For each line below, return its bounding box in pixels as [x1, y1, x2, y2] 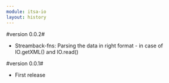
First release [14, 71, 46, 78]
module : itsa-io [6, 8, 46, 15]
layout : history [6, 14, 46, 20]
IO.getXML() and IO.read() [14, 48, 79, 55]
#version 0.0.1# [6, 60, 43, 67]
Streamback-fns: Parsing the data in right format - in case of [14, 42, 164, 49]
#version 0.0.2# [6, 30, 45, 37]
